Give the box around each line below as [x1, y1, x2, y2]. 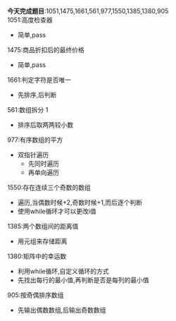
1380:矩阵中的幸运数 [7, 252, 67, 260]
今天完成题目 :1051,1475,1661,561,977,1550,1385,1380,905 [7, 7, 169, 15]
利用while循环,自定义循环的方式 [17, 267, 109, 275]
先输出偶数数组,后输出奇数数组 [17, 306, 106, 314]
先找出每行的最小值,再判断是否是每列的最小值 [17, 276, 149, 284]
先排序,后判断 [17, 91, 57, 99]
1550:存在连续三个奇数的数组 [7, 183, 92, 191]
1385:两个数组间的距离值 [7, 222, 79, 230]
